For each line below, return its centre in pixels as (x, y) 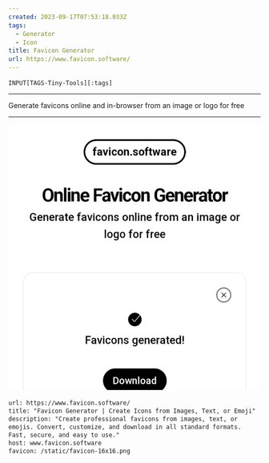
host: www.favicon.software (55, 443)
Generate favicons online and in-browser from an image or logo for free (126, 105)
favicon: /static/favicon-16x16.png (69, 451)
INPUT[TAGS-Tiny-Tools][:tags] (60, 83)
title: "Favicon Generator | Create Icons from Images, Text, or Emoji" (132, 411)
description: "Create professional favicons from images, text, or (123, 419)
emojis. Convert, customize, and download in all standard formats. (125, 427)
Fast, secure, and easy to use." (64, 435)
